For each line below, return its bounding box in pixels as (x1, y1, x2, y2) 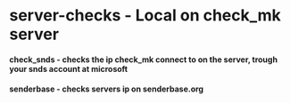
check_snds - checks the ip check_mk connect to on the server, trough (9, 54, 278, 65)
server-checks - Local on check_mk (9, 5, 281, 26)
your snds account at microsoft (9, 63, 128, 74)
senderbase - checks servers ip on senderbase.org (9, 83, 203, 94)
